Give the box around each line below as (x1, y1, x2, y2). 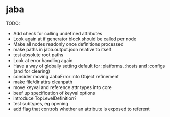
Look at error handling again (13, 57, 73, 63)
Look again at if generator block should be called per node (13, 36, 137, 42)
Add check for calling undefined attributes (13, 30, 103, 36)
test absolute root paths (13, 52, 63, 58)
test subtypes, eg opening (13, 100, 68, 106)
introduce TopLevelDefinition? (13, 95, 77, 101)
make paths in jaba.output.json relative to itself (13, 46, 112, 52)
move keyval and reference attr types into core (13, 84, 112, 90)
